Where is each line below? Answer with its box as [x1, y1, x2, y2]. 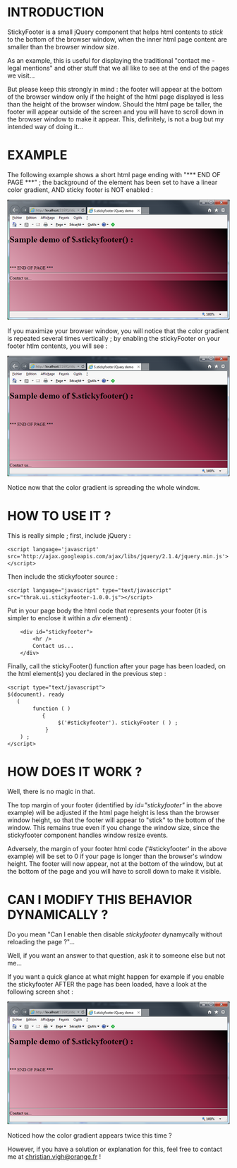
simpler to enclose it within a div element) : [7, 613, 132, 622]
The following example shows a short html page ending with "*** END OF [7, 170, 221, 179]
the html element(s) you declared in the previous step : [7, 669, 166, 678]
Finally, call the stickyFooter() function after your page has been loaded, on [7, 661, 226, 670]
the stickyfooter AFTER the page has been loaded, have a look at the [7, 980, 207, 988]
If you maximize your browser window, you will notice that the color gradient [7, 327, 229, 335]
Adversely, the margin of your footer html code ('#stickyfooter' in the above [7, 844, 227, 853]
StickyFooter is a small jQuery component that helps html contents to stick [7, 28, 224, 36]
